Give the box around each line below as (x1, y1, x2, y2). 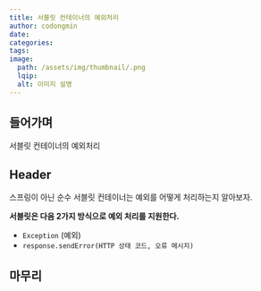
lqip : (17, 72, 38, 81)
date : (9, 30, 29, 39)
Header (9, 167, 52, 182)
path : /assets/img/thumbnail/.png (17, 64, 146, 73)
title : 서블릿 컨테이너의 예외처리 (9, 13, 119, 22)
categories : (9, 38, 54, 47)
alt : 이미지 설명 (17, 80, 72, 89)
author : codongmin (9, 21, 78, 30)
